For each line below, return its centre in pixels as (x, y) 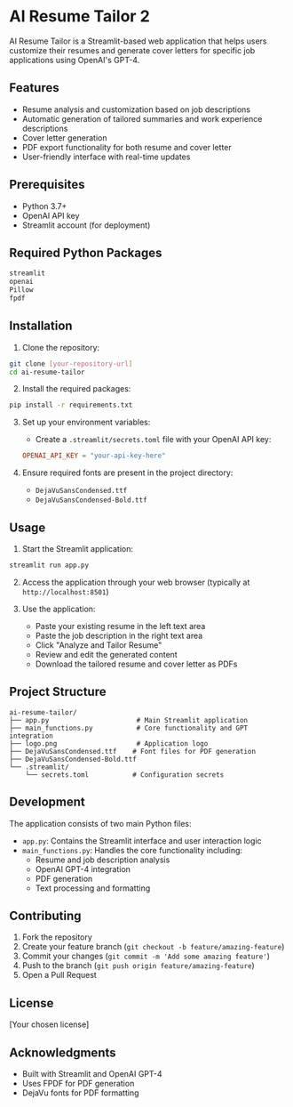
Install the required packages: (76, 389)
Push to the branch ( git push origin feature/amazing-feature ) (138, 966)
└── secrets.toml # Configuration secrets (125, 775)
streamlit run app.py (49, 565)
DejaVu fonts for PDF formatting (80, 1093)
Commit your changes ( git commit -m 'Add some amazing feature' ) (146, 956)
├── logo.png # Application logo (109, 743)
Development (48, 802)
